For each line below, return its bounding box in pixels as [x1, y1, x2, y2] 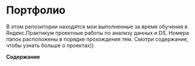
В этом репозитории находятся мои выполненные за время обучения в [6, 23, 188, 30]
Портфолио [6, 4, 66, 17]
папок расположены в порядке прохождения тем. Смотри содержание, [6, 35, 188, 42]
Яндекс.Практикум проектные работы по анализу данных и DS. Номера [6, 29, 190, 36]
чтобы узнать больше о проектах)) [6, 42, 94, 49]
